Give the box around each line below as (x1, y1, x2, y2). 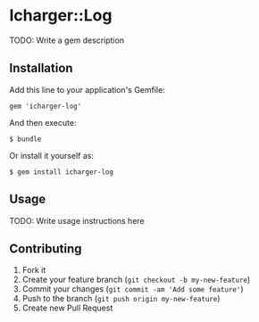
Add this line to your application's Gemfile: (9, 84, 165, 95)
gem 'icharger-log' (9, 102, 82, 111)
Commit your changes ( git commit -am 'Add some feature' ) (21, 284, 244, 294)
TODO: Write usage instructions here (9, 215, 145, 226)
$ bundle (9, 135, 42, 144)
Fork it (21, 265, 46, 276)
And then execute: (9, 117, 77, 128)
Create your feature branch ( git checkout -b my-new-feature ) (21, 274, 251, 285)
